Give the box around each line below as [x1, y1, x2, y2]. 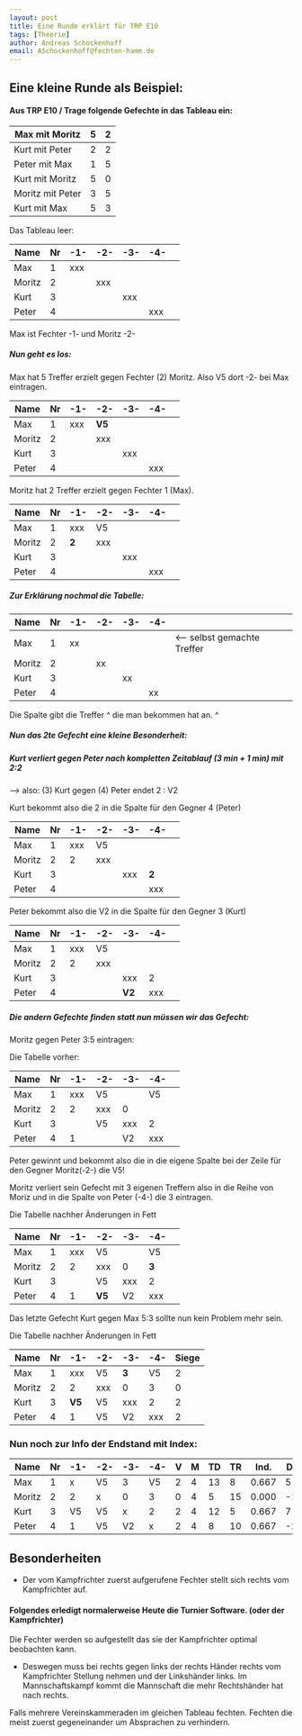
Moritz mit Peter [13, 186, 82, 199]
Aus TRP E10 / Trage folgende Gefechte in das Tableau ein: [9, 105, 234, 116]
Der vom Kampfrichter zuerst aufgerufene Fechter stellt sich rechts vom [22, 1575, 289, 1586]
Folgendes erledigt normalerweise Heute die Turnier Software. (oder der [9, 1605, 285, 1615]
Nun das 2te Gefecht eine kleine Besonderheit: [9, 730, 188, 741]
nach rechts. [22, 1690, 69, 1701]
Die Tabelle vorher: [9, 1051, 80, 1062]
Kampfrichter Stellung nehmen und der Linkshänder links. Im [22, 1671, 247, 1682]
